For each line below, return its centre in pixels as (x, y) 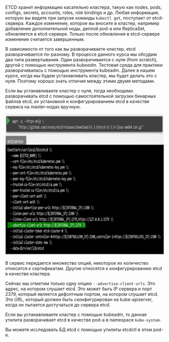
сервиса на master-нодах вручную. (43, 107)
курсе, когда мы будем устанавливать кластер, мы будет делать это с (81, 76)
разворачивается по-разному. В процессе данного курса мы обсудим (81, 54)
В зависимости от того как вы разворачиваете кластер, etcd (70, 49)
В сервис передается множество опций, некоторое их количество (77, 263)
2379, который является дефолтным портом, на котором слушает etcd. (82, 294)
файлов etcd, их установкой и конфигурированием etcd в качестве (77, 101)
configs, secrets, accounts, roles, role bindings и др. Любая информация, (82, 13)
